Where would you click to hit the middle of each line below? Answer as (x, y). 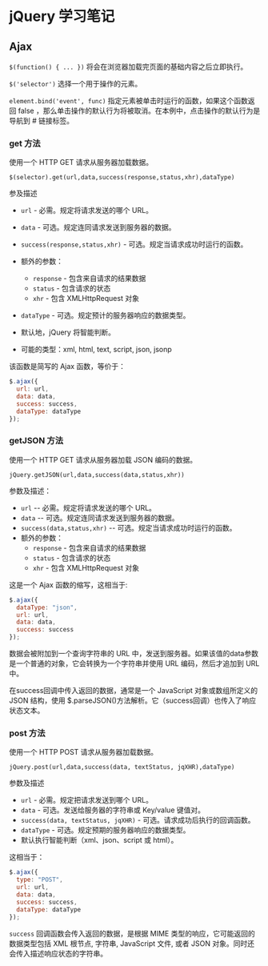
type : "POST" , (40, 880)
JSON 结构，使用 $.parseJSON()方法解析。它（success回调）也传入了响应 (133, 700)
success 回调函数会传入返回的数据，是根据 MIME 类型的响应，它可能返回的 (132, 933)
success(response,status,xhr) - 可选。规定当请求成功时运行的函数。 (134, 244)
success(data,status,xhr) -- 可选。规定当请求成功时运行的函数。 (128, 527)
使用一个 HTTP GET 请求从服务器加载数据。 (81, 162)
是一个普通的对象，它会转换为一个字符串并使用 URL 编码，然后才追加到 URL (134, 663)
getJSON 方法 (36, 441)
